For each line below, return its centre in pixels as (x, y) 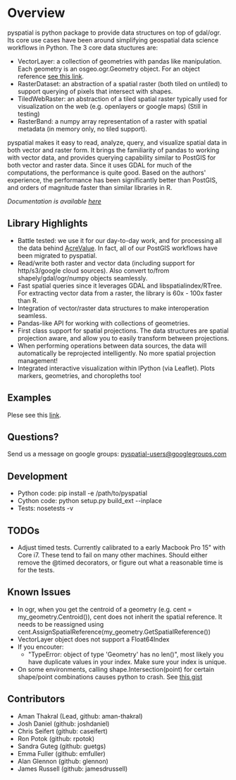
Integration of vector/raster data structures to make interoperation (113, 308)
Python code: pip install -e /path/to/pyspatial (82, 493)
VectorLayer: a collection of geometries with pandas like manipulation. (119, 61)
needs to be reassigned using (61, 624)
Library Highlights (48, 224)
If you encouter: (41, 646)
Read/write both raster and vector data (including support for (106, 263)
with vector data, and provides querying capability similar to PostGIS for (112, 158)
